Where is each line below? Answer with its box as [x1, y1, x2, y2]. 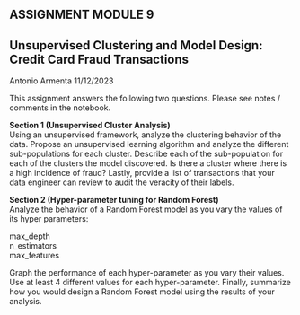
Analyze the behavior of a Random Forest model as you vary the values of [9, 204, 283, 214]
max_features [9, 250, 60, 261]
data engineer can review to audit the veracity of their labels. [9, 177, 235, 188]
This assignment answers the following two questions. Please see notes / [9, 93, 281, 104]
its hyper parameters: [9, 214, 89, 224]
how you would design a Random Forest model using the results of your [9, 286, 276, 297]
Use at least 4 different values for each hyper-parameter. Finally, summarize [9, 277, 292, 288]
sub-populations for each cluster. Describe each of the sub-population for [9, 148, 284, 160]
